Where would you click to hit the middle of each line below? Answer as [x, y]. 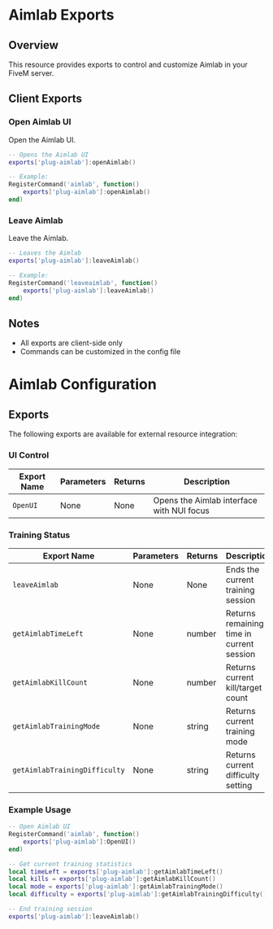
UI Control [29, 455]
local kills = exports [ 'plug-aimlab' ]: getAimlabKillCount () [113, 879]
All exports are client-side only [71, 343]
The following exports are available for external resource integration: [123, 434]
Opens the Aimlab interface [205, 500]
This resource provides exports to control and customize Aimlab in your [128, 64]
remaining [245, 623]
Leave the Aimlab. [39, 239]
